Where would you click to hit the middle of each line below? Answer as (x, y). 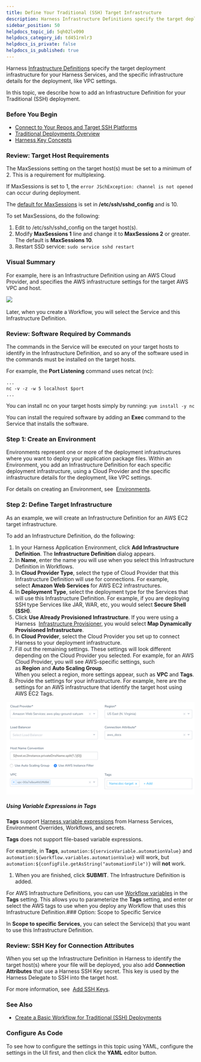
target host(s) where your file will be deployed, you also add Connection (96, 965)
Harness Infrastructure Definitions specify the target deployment (86, 68)
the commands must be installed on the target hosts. (71, 359)
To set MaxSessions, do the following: (53, 216)
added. (24, 881)
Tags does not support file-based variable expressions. (75, 839)
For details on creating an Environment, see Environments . (79, 489)
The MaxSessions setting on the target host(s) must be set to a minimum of (99, 169)
